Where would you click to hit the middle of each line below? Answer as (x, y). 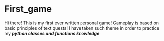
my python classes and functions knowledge (52, 33)
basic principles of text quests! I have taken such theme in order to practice (82, 28)
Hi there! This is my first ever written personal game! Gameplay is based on (82, 23)
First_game (28, 9)
